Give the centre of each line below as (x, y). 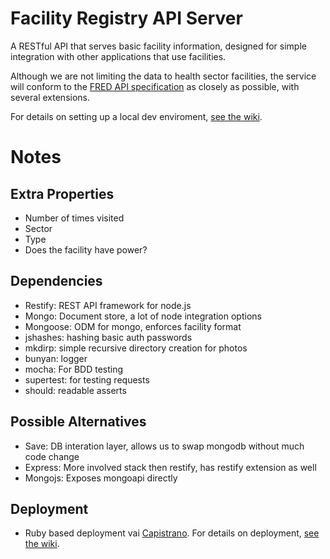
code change (52, 456)
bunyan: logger (56, 358)
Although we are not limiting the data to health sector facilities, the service (163, 76)
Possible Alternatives (78, 422)
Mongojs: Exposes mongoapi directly (101, 478)
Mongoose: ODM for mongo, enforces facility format (133, 326)
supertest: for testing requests (87, 379)
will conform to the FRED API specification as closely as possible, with (155, 86)
